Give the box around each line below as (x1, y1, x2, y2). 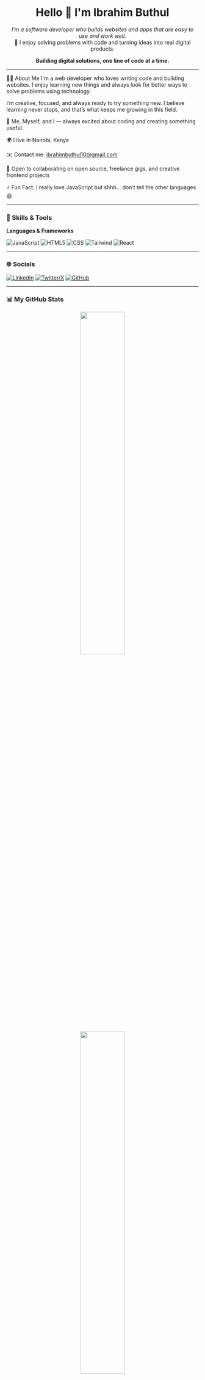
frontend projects (6, 171, 50, 179)
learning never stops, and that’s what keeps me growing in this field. (6, 106, 178, 113)
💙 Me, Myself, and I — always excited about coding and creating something (6, 117, 196, 125)
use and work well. (79, 32, 126, 39)
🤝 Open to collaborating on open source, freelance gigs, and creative (6, 165, 180, 172)
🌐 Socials (6, 260, 35, 269)
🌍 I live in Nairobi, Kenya (6, 136, 69, 143)
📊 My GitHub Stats (6, 295, 64, 304)
